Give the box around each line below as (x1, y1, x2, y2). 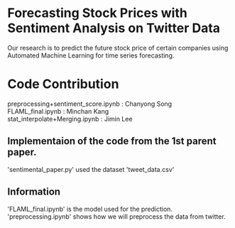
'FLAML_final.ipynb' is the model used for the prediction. (7, 205, 173, 213)
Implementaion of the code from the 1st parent (7, 135, 217, 147)
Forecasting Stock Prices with (7, 5, 188, 21)
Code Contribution (7, 76, 119, 92)
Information (7, 186, 61, 198)
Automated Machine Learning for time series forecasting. (7, 51, 175, 60)
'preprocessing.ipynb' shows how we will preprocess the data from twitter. (7, 212, 226, 221)
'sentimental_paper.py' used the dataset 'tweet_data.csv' (7, 165, 175, 173)
